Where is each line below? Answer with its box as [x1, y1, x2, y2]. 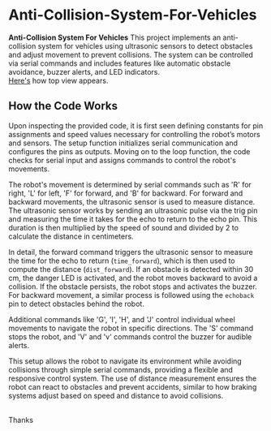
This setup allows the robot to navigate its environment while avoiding [8, 356, 242, 366]
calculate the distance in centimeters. [8, 231, 134, 241]
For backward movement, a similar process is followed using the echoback [8, 290, 255, 300]
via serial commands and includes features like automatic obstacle [8, 58, 231, 68]
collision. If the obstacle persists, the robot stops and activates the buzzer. [8, 282, 257, 291]
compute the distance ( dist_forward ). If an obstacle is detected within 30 [8, 264, 254, 274]
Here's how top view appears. [8, 75, 109, 85]
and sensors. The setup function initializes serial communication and [8, 138, 238, 148]
